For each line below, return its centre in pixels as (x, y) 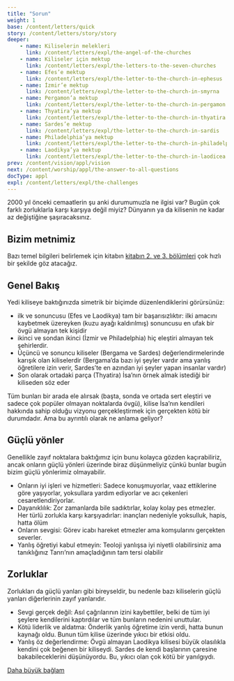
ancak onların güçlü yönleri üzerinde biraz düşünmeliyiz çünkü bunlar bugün (117, 464)
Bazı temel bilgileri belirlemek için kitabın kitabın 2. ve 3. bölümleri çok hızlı (114, 256)
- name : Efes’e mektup (53, 72)
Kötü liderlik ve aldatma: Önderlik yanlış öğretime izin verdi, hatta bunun (120, 627)
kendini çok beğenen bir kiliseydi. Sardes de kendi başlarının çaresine (117, 649)
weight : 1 (22, 20)
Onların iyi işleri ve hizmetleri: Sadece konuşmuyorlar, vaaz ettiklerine (117, 485)
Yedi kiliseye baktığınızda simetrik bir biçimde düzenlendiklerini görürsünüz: (116, 302)
